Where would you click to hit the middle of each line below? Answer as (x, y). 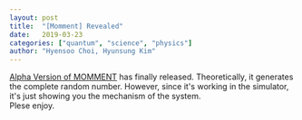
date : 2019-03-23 (46, 34)
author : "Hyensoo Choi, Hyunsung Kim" (83, 51)
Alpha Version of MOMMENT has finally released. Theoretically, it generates (151, 77)
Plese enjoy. (32, 106)
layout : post (34, 18)
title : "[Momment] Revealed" (67, 26)
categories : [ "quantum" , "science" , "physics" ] (101, 43)
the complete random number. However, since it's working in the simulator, (149, 87)
